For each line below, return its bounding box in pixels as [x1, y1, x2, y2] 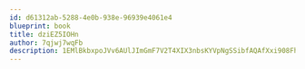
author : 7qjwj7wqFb [9, 38, 84, 47]
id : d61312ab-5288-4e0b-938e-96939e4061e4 [9, 13, 172, 22]
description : [9, 47, 59, 56]
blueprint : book [9, 22, 71, 30]
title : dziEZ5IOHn [9, 30, 79, 39]
